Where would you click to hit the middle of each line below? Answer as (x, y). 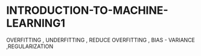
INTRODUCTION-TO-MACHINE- (87, 11)
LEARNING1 (36, 23)
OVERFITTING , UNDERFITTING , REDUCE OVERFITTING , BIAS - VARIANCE (101, 40)
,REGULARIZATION (30, 46)
